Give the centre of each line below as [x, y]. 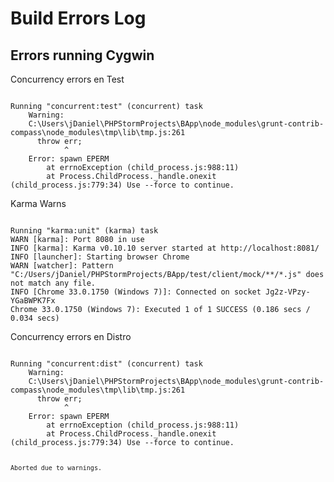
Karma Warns [38, 203]
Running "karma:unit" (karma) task [84, 231]
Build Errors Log [78, 18]
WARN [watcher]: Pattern [62, 266]
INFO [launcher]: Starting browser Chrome [100, 257]
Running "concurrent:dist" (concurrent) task [106, 364]
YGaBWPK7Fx [33, 301]
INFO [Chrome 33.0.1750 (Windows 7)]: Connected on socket [136, 292]
